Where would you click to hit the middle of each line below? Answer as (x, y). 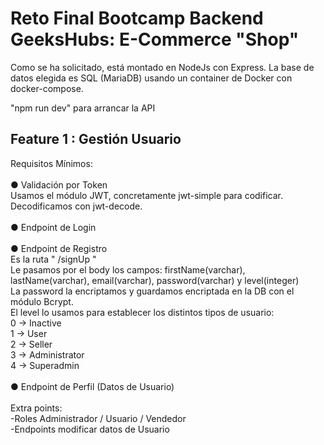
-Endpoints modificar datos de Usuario (90, 429)
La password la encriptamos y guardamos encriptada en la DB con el (152, 291)
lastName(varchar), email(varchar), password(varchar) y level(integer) (155, 280)
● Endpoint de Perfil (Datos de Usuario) (92, 386)
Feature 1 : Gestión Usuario (96, 139)
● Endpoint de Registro (59, 248)
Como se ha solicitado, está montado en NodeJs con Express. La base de (162, 67)
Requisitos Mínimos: (51, 163)
